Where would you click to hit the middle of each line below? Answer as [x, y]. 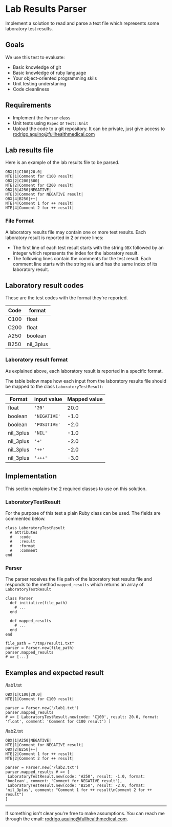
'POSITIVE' [47, 424]
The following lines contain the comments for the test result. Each [82, 258]
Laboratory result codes [45, 286]
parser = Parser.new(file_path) [40, 648]
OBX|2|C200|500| [23, 181]
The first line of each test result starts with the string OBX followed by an [88, 247]
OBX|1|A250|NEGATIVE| [28, 741]
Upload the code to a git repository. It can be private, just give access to [89, 129]
